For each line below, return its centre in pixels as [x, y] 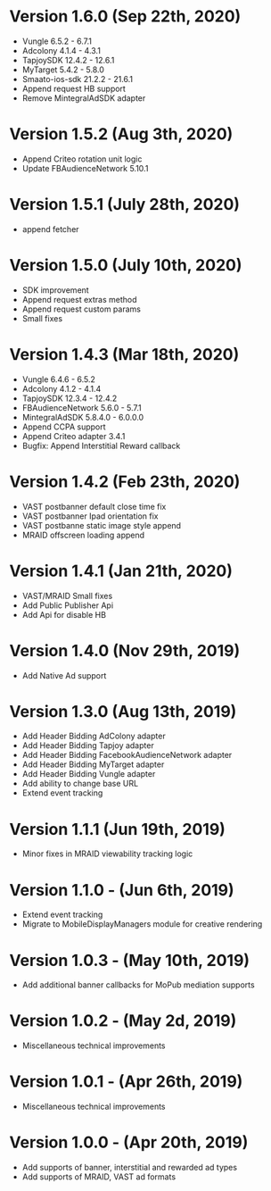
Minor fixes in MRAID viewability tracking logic [107, 854]
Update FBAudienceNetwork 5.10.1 [85, 168]
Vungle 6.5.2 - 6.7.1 [57, 41]
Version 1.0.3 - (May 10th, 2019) [130, 960]
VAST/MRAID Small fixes [67, 595]
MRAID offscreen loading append [83, 535]
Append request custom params [81, 309]
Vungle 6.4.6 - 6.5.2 [59, 379]
